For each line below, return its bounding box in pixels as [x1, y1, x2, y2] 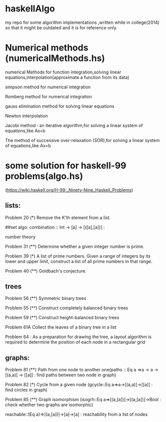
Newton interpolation [5, 113, 48, 119]
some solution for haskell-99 [5, 160, 126, 171]
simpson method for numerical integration [5, 84, 91, 90]
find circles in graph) [5, 387, 48, 393]
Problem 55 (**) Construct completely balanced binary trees [5, 305, 128, 311]
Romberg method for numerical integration [5, 93, 93, 99]
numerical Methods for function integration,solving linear [5, 69, 121, 75]
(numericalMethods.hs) [5, 53, 105, 64]
